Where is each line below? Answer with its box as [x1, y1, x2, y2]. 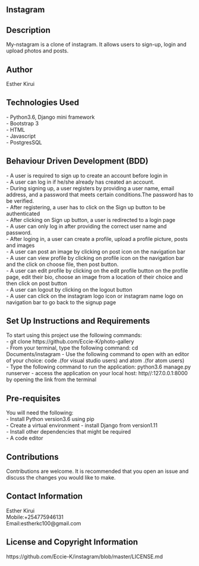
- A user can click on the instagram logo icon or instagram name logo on [6, 292, 184, 299]
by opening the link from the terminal [6, 376, 97, 383]
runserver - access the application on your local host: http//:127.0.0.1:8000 [6, 370, 188, 377]
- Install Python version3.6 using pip [6, 416, 94, 423]
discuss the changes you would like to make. [6, 474, 116, 481]
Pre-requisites [6, 393, 61, 403]
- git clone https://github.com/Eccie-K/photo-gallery [6, 338, 135, 345]
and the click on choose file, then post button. [6, 261, 119, 268]
